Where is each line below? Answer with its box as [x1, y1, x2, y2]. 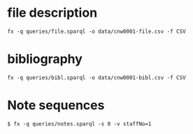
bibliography [7, 51, 83, 67]
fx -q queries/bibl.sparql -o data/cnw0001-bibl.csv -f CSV [7, 74, 187, 81]
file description [7, 5, 98, 21]
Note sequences [7, 98, 105, 113]
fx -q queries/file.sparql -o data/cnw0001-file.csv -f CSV [7, 28, 187, 35]
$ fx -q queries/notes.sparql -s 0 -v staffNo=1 [7, 120, 152, 127]
